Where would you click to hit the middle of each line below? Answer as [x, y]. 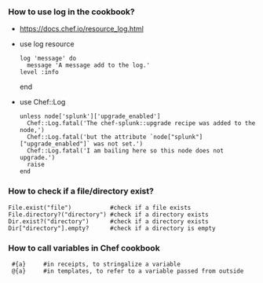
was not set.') [119, 144]
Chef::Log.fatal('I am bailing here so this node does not [126, 151]
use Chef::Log [42, 102]
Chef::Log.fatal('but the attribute [87, 137]
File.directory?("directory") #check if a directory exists [109, 215]
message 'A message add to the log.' [89, 65]
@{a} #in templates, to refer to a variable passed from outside [128, 271]
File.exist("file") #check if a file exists [100, 208]
